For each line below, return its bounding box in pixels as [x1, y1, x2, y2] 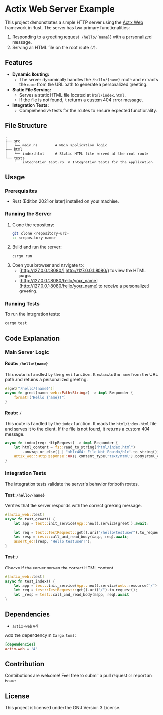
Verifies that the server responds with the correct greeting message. [5, 503, 142, 509]
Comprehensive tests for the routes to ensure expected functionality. [19, 107, 157, 113]
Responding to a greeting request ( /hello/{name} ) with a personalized [12, 34, 152, 40]
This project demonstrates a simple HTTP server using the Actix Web [5, 19, 143, 25]
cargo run [12, 254, 33, 259]
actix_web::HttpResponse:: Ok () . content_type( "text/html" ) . [14, 454, 136, 459]
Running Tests [5, 300, 40, 307]
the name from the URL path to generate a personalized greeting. [19, 81, 147, 87]
